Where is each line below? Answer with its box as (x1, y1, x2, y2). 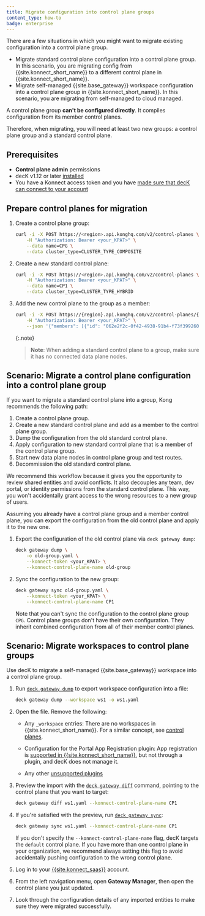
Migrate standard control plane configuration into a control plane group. (15, 56, 196, 63)
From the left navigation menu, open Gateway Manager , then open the (15, 878, 194, 885)
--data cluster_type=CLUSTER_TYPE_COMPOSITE (26, 248, 142, 255)
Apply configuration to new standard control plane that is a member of (15, 440, 193, 448)
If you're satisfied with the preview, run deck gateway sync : (15, 812, 163, 819)
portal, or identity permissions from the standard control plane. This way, (6, 485, 190, 493)
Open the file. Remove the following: (15, 708, 107, 716)
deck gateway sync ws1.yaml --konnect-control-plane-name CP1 (15, 823, 177, 829)
